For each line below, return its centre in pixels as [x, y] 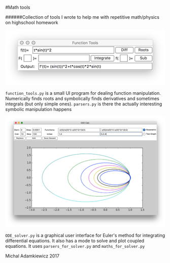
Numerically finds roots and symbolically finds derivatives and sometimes [82, 99]
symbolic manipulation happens [39, 109]
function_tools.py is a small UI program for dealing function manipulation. [83, 93]
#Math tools [18, 7]
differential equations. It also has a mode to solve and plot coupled [75, 241]
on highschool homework [32, 23]
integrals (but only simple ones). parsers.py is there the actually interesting [84, 104]
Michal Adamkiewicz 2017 [32, 256]
